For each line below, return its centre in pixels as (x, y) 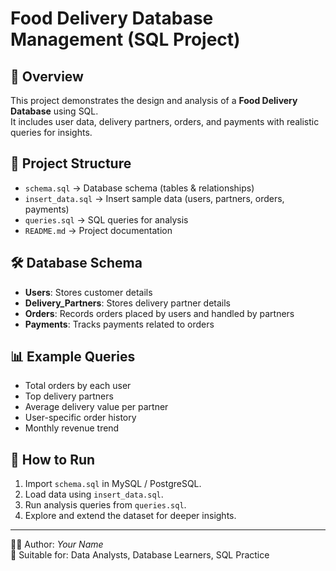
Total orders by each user (78, 386)
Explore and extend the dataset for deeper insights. (130, 516)
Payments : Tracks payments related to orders (119, 324)
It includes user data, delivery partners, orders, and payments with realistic (165, 121)
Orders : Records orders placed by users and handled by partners (159, 313)
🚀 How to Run (53, 459)
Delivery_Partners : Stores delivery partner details (128, 303)
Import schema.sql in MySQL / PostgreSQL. (113, 484)
